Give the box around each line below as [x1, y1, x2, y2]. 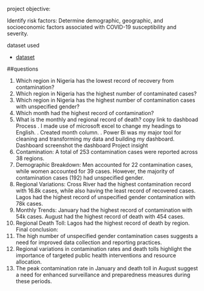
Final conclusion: [15, 226, 58, 233]
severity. [7, 30, 29, 37]
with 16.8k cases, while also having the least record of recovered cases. [15, 187, 196, 194]
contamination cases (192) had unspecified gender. [15, 174, 144, 181]
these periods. [15, 278, 52, 285]
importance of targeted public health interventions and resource [15, 252, 177, 259]
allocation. [15, 258, 42, 265]
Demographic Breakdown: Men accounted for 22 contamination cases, [15, 161, 193, 168]
